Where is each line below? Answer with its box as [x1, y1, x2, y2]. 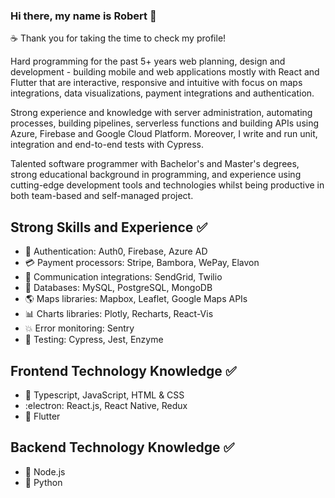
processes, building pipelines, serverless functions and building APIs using [10, 117, 320, 129]
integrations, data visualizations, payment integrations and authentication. [10, 87, 315, 99]
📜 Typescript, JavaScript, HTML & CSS [24, 389, 185, 401]
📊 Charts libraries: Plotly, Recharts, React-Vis [24, 308, 214, 320]
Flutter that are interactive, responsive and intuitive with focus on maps [10, 77, 303, 89]
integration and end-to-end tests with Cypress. [10, 139, 204, 151]
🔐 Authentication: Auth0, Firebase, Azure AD [24, 245, 208, 258]
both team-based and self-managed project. [10, 190, 194, 202]
